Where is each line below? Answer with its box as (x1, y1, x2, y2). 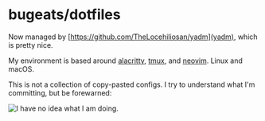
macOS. (8, 64, 34, 73)
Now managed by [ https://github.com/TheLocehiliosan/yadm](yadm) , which (8, 32, 258, 41)
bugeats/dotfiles (8, 6, 121, 24)
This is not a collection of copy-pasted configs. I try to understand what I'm (8, 80, 255, 89)
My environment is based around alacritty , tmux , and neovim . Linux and (8, 56, 243, 65)
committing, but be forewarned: (8, 88, 112, 97)
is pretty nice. (8, 40, 53, 49)
